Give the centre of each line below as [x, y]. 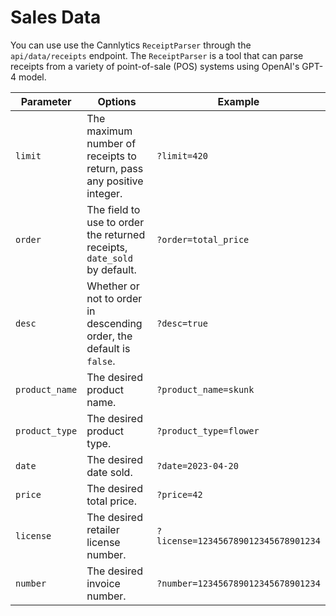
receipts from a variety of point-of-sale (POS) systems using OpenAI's [155, 66]
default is [108, 348]
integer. [104, 193]
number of [111, 143]
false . [101, 361]
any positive [115, 181]
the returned [116, 234]
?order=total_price [203, 239]
